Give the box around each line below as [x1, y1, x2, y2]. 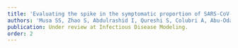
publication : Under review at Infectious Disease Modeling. [7, 23, 189, 30]
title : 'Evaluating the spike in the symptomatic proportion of [7, 10, 201, 18]
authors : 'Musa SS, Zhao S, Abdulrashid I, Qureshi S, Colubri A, [7, 17, 208, 24]
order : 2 [7, 30, 33, 37]
